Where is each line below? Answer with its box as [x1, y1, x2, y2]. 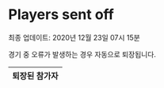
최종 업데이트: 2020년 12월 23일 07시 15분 [8, 33, 140, 42]
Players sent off [8, 6, 115, 24]
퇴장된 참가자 [12, 70, 59, 81]
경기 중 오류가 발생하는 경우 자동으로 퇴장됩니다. [8, 49, 157, 59]
